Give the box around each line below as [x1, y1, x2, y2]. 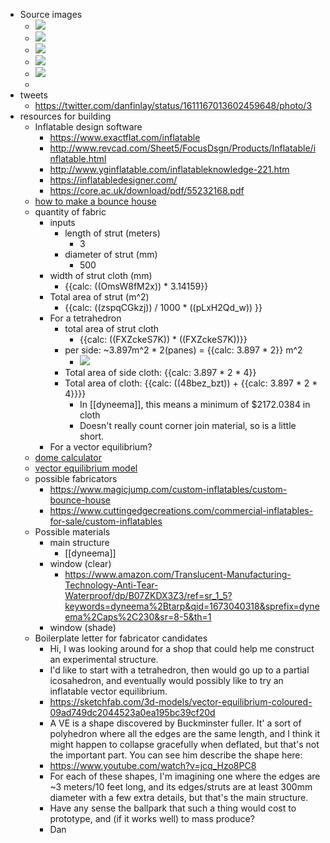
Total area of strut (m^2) [49, 291, 150, 303]
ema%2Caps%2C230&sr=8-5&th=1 [64, 611, 212, 623]
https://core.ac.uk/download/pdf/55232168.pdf [49, 185, 245, 196]
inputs [49, 217, 76, 228]
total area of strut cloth [64, 323, 160, 334]
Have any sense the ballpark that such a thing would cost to [49, 802, 297, 814]
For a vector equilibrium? [49, 441, 153, 453]
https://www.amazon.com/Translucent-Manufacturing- [64, 569, 292, 580]
